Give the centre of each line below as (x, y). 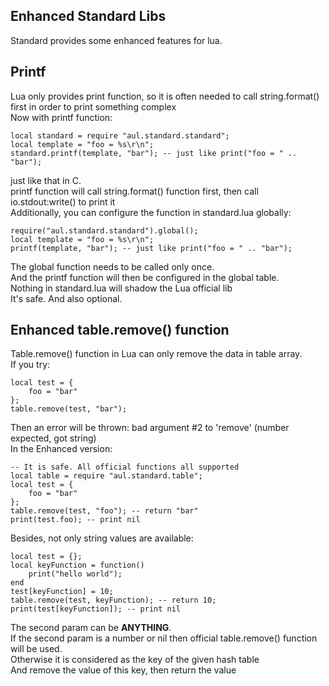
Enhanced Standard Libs (88, 16)
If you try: (30, 365)
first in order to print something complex (93, 106)
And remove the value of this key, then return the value (123, 670)
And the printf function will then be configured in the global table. (145, 277)
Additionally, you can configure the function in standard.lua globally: (151, 212)
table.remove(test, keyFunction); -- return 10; (113, 600)
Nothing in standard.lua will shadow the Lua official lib (121, 288)
